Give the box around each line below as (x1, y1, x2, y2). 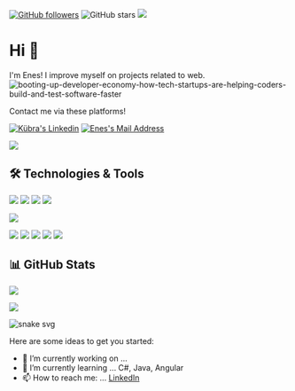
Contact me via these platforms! (9, 106, 127, 116)
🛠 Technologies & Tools (9, 167, 144, 182)
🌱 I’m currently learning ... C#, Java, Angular (21, 362, 184, 372)
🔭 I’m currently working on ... (21, 353, 128, 364)
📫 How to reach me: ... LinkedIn (21, 372, 140, 383)
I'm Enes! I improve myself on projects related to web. (9, 69, 206, 80)
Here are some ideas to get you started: (9, 335, 155, 346)
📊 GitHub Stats (9, 257, 96, 272)
